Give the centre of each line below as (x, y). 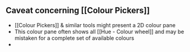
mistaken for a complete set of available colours (74, 38)
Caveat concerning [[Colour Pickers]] (78, 11)
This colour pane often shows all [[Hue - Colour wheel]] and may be (99, 31)
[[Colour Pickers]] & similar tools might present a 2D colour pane (95, 25)
